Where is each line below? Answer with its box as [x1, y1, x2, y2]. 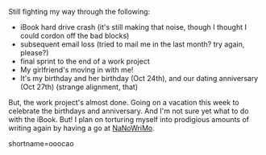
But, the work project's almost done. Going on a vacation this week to [8, 98, 239, 107]
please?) [19, 48, 49, 57]
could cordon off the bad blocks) [19, 31, 130, 40]
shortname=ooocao [8, 139, 74, 148]
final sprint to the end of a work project [19, 56, 151, 66]
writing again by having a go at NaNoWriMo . [8, 124, 155, 133]
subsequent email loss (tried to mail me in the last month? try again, [19, 39, 245, 49]
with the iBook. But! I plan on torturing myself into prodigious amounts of [8, 115, 250, 124]
